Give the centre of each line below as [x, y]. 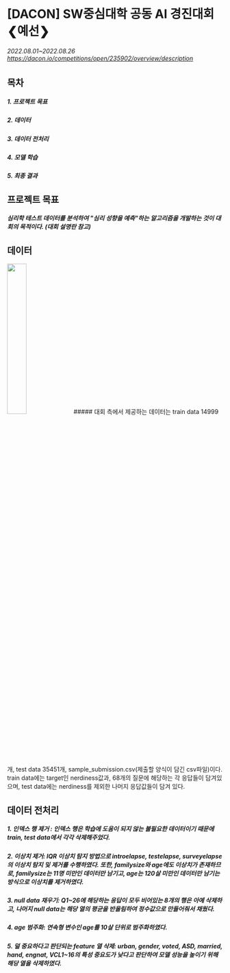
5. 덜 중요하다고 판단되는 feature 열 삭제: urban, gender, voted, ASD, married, [115, 946]
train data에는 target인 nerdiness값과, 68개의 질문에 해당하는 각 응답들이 [105, 778]
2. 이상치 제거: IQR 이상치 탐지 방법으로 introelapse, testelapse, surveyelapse [115, 856]
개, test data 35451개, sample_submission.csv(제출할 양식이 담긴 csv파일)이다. [115, 769]
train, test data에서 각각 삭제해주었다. [59, 837]
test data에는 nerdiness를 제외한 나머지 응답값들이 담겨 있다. [103, 787]
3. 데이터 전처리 [28, 138]
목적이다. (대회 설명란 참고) [55, 227]
